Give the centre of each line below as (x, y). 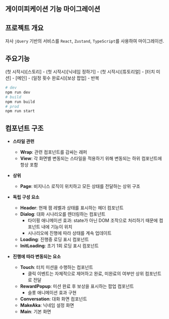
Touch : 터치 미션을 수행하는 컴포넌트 (57, 267)
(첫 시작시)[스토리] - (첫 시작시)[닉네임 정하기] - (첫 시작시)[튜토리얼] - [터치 (80, 72)
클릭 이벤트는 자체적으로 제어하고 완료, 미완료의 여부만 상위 (86, 274)
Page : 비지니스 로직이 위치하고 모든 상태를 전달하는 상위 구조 (80, 186)
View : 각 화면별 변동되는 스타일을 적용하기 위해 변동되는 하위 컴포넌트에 (91, 158)
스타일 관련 (23, 141)
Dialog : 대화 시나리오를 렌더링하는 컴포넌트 (63, 214)
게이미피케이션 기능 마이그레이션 (53, 9)
